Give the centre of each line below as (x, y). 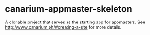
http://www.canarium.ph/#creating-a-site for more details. (63, 27)
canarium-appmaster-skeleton (68, 9)
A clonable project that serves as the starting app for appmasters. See (75, 22)
